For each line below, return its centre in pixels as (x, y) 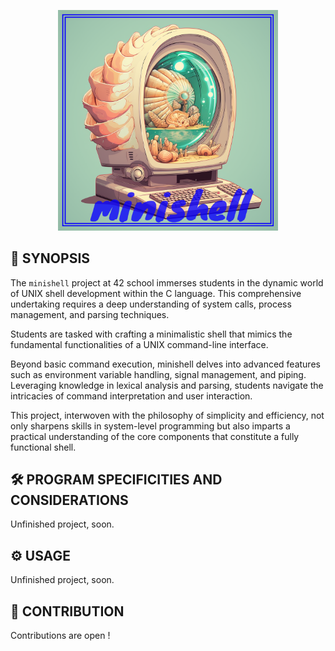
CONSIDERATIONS (69, 500)
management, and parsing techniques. (90, 314)
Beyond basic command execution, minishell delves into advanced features (165, 364)
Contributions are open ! (60, 636)
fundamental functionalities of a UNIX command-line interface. (139, 344)
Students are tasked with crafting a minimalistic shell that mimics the (151, 334)
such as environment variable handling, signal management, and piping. (158, 374)
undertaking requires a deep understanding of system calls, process (151, 304)
